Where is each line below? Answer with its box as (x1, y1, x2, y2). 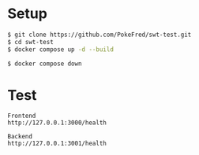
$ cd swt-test (7, 38, 54, 46)
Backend (7, 133, 33, 141)
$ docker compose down (7, 60, 82, 68)
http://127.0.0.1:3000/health (7, 119, 107, 127)
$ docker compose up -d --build (7, 45, 114, 54)
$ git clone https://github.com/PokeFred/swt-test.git (7, 31, 192, 39)
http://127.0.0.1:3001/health (7, 139, 107, 148)
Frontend (7, 112, 36, 120)
